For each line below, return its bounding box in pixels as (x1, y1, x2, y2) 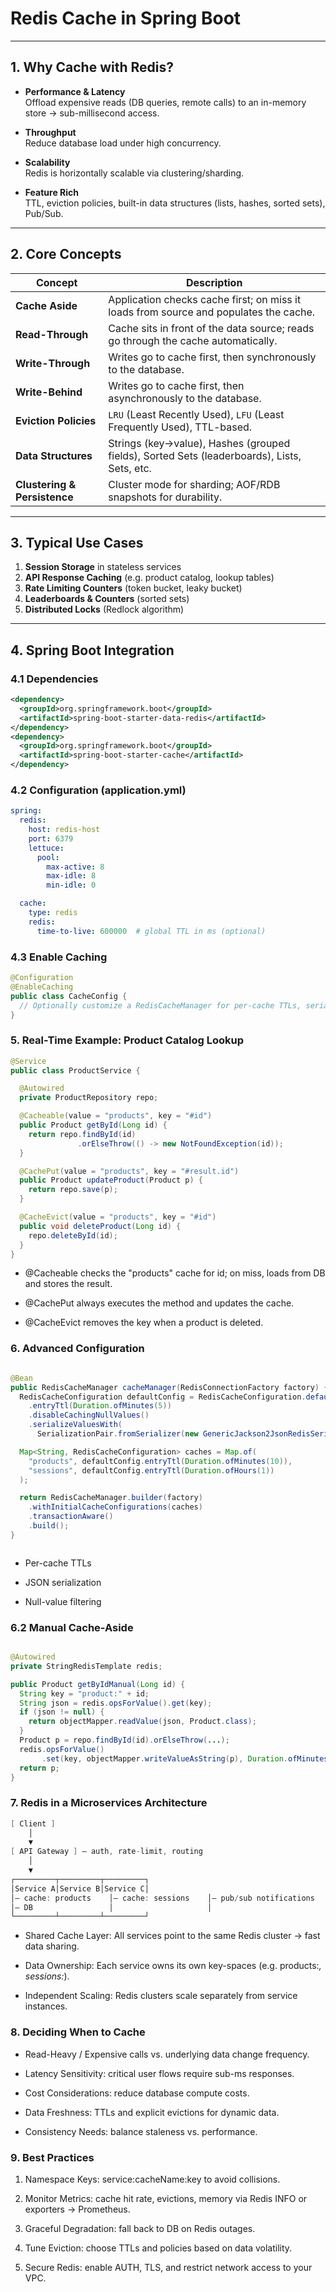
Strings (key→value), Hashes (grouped (108, 436, 291, 450)
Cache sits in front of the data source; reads (108, 321, 315, 335)
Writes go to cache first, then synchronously (108, 350, 317, 364)
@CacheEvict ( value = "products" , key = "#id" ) (19, 1212, 217, 1222)
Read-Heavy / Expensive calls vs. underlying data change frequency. (24, 2048, 310, 2060)
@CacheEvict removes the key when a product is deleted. (24, 1317, 264, 1329)
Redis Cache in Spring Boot (10, 7, 242, 30)
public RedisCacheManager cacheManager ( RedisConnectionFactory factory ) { (10, 1382, 329, 1392)
